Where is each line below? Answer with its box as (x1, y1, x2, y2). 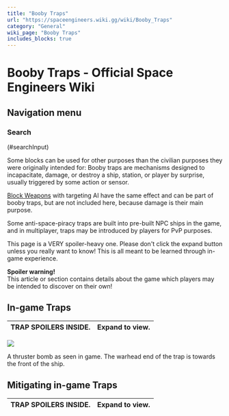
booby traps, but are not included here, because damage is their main (7, 199, 204, 206)
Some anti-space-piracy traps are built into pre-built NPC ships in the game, (7, 219, 222, 227)
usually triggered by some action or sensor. (7, 178, 130, 186)
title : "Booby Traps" (7, 10, 69, 17)
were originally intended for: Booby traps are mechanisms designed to (7, 164, 205, 171)
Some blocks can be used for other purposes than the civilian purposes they (7, 156, 223, 164)
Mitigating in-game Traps (7, 380, 118, 391)
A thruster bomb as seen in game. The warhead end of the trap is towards (7, 352, 215, 360)
